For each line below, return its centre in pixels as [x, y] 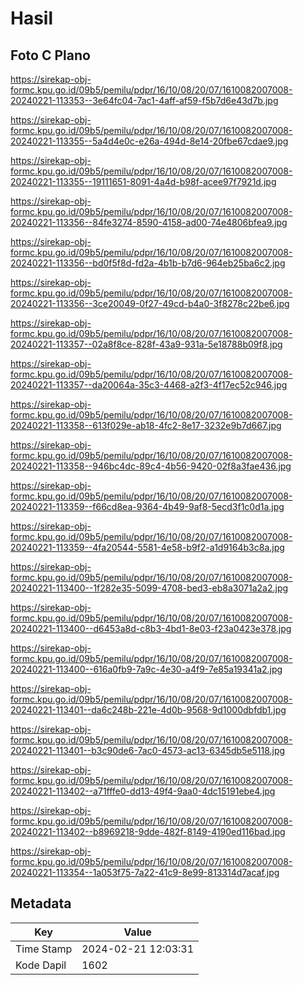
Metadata [41, 903]
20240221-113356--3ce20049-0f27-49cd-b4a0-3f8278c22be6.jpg [150, 303]
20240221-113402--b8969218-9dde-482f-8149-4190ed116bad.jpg [148, 831]
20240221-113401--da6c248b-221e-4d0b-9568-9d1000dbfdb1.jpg [148, 710]
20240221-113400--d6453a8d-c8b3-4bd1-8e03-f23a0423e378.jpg [151, 628]
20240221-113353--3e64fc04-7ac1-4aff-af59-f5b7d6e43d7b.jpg [144, 100]
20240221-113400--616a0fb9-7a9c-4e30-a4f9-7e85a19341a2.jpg [146, 669]
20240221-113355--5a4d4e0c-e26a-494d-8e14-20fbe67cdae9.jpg [149, 141]
